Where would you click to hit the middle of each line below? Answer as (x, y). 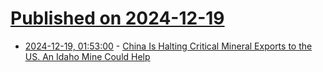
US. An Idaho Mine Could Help (87, 56)
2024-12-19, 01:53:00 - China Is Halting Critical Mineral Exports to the (168, 46)
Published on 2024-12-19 (117, 18)
